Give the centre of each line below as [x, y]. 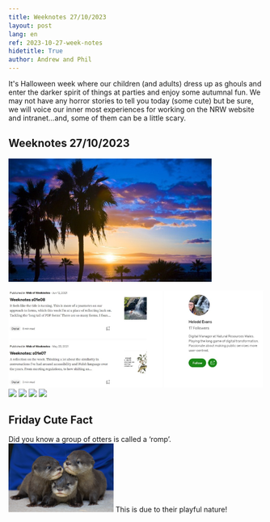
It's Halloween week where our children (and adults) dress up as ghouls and [135, 84]
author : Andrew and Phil [50, 60]
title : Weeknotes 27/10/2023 [57, 17]
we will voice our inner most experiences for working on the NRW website [131, 109]
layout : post [30, 25]
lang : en [23, 34]
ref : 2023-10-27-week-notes [56, 43]
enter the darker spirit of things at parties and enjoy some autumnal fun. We [135, 92]
